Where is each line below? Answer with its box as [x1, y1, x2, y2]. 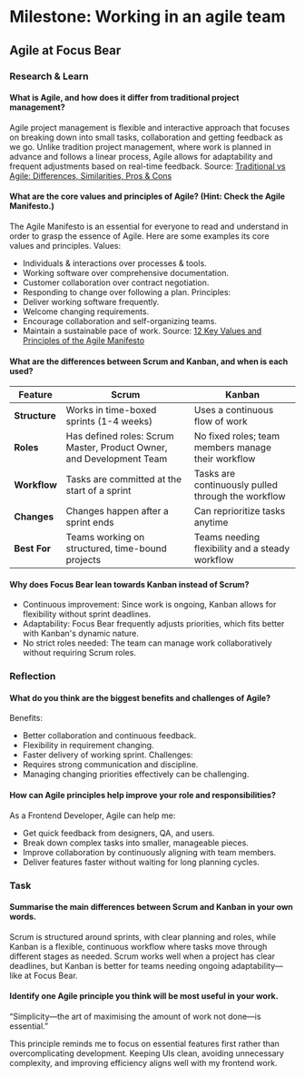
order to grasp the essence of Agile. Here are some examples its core [9, 230, 270, 242]
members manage [193, 441, 272, 454]
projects [65, 554, 102, 567]
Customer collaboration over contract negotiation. [22, 277, 210, 288]
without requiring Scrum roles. [22, 647, 136, 658]
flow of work [193, 415, 248, 428]
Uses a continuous [193, 404, 274, 417]
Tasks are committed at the [65, 473, 182, 486]
